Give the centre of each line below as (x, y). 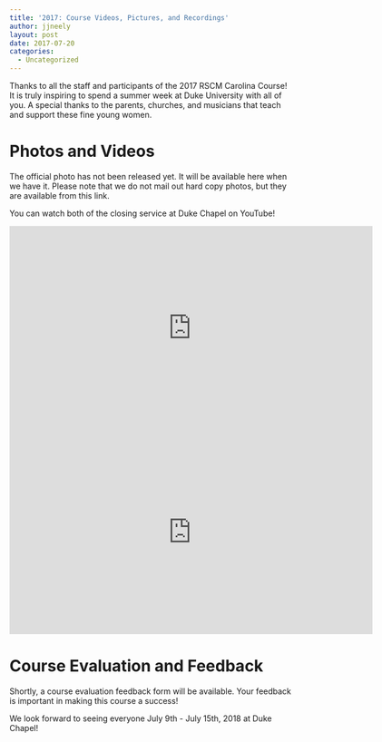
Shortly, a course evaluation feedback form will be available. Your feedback (151, 691)
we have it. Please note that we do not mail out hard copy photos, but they (148, 186)
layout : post (34, 34)
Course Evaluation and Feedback (137, 666)
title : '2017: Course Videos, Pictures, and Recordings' (119, 18)
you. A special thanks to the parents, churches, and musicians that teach (145, 105)
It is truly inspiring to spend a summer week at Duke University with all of (146, 95)
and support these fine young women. (81, 115)
